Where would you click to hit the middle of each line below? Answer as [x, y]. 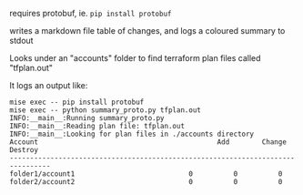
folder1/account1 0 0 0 [146, 174]
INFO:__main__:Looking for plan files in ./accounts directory [132, 134]
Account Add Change [148, 142]
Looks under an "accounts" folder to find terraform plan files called [135, 58]
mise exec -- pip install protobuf [77, 102]
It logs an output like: [49, 85]
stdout [21, 41]
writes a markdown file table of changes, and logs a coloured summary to [147, 31]
